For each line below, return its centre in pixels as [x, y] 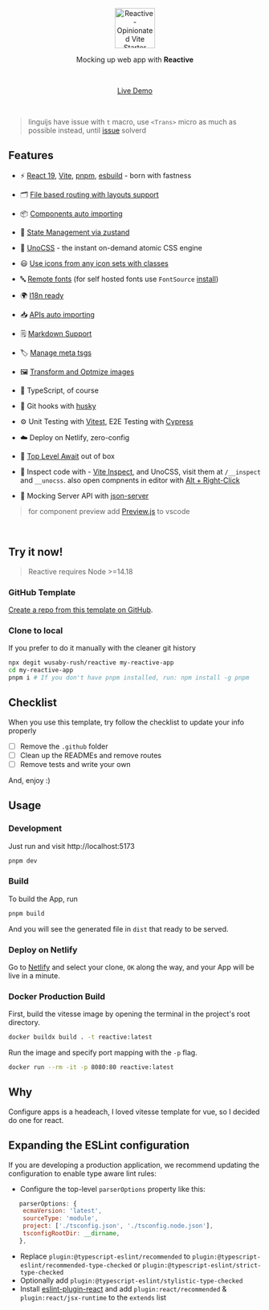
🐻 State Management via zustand [75, 232]
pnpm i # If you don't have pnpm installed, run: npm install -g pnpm [129, 677]
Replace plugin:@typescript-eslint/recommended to [105, 1256]
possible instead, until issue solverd [87, 130]
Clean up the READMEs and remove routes [91, 755]
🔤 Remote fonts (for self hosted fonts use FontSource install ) [119, 279]
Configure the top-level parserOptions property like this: [113, 1189]
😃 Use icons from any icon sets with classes [94, 263]
